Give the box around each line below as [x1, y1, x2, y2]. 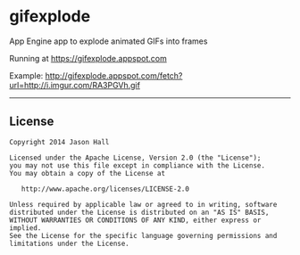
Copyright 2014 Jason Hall [9, 137, 110, 146]
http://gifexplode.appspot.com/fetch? [45, 70, 183, 81]
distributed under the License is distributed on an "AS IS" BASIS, [9, 208, 270, 217]
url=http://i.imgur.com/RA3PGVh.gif [9, 79, 141, 90]
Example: [9, 70, 44, 81]
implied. [9, 223, 42, 233]
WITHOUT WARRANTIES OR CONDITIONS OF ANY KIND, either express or [9, 216, 262, 225]
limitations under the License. [9, 239, 129, 248]
